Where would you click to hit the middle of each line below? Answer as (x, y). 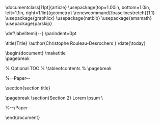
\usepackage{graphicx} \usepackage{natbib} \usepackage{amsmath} (78, 18)
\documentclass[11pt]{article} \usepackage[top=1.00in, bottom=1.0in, (78, 7)
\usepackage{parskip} (29, 23)
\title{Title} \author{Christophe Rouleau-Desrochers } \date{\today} (76, 43)
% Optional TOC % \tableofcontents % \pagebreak (59, 68)
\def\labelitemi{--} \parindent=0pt (41, 33)
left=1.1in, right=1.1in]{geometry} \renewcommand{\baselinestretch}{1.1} (80, 13)
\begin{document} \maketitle (36, 53)
